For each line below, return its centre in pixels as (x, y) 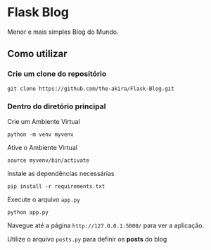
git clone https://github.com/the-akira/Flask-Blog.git (91, 89)
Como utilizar (38, 54)
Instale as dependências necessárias (61, 173)
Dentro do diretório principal (57, 106)
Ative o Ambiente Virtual (42, 147)
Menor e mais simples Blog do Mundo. (63, 32)
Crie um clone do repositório (57, 74)
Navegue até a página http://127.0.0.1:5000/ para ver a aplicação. (106, 225)
